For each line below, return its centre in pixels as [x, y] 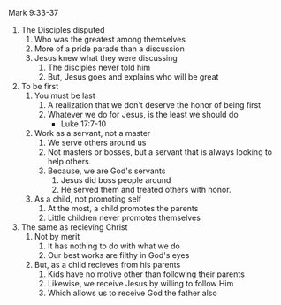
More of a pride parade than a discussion [109, 49]
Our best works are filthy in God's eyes [118, 255]
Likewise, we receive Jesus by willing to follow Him [140, 283]
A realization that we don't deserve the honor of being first [154, 105]
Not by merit [57, 236]
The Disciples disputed [63, 30]
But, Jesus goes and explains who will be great [133, 77]
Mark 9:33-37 [34, 13]
